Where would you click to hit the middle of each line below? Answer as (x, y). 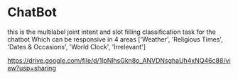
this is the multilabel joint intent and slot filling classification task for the (112, 32)
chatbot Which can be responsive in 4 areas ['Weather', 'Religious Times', (115, 39)
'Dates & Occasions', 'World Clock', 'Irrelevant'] (77, 47)
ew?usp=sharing (32, 68)
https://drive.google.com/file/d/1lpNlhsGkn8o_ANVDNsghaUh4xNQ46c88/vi (119, 60)
